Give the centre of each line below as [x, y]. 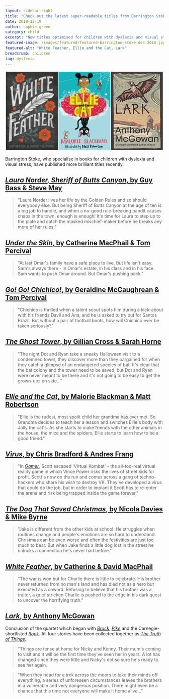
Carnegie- [149, 628]
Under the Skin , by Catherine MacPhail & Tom [78, 243]
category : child [22, 32]
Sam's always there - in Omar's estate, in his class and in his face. [86, 269]
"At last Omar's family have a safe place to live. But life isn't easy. [85, 263]
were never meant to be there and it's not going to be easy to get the [89, 375]
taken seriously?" [35, 326]
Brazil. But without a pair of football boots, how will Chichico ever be [88, 320]
